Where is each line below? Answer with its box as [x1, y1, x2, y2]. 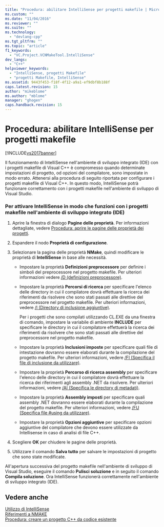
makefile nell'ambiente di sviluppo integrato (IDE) [5, 209, 125, 215]
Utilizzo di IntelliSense [5, 506, 50, 512]
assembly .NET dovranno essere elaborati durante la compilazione [19, 400, 153, 405]
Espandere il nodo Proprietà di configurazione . [12, 240, 108, 246]
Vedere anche [5, 493, 49, 501]
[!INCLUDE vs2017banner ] [5, 150, 57, 156]
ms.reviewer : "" [5, 21, 38, 26]
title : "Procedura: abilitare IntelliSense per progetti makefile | [5, 7, 147, 12]
